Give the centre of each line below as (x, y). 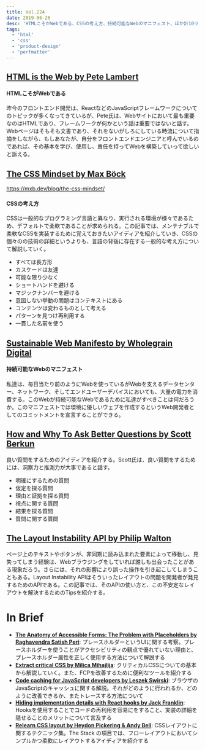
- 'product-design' (37, 47)
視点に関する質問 (37, 503)
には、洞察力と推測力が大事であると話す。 (60, 467)
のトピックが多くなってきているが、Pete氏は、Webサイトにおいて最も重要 (100, 116)
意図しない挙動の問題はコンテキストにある (69, 300)
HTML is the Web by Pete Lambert (73, 77)
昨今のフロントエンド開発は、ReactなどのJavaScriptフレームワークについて (102, 108)
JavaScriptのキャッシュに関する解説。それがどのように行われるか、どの (106, 688)
